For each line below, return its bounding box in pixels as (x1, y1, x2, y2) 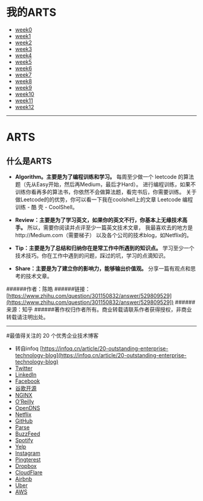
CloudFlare (14, 468, 43, 476)
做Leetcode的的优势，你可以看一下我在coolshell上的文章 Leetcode (14, 195, 181, 203)
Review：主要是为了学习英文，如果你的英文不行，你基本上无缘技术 (14, 216, 182, 223)
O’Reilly (14, 398, 34, 405)
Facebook (14, 377, 40, 385)
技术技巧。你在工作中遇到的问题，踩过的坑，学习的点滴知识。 (14, 252, 169, 259)
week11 (14, 96, 33, 104)
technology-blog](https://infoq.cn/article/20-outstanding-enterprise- (14, 351, 187, 358)
